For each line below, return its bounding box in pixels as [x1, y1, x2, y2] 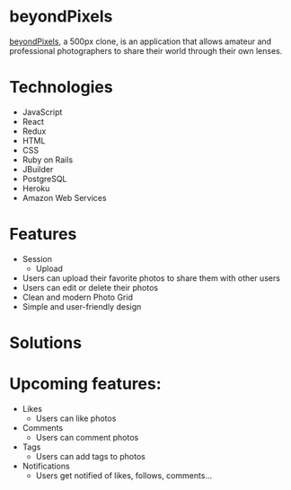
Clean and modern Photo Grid [22, 292, 133, 302]
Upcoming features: [9, 374, 162, 394]
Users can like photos [35, 413, 117, 424]
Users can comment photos [35, 432, 139, 442]
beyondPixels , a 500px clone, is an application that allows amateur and [9, 36, 272, 47]
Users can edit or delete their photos [22, 282, 159, 293]
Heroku [22, 182, 50, 194]
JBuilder [22, 163, 54, 174]
